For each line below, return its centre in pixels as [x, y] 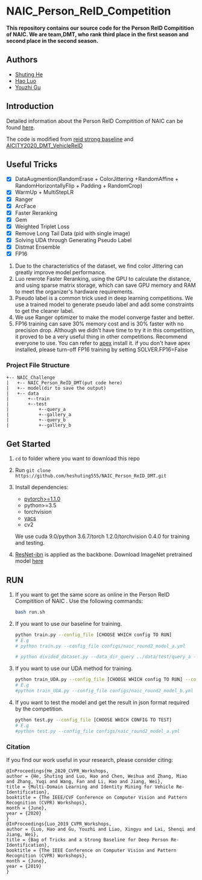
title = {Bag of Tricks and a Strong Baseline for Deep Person [87, 839]
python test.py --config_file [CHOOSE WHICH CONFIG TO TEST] [93, 720]
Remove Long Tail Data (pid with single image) [73, 233]
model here [29, 561]
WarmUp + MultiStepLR [44, 192]
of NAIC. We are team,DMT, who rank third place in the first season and [97, 34]
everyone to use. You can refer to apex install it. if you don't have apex [103, 343]
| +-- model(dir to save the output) [56, 389]
